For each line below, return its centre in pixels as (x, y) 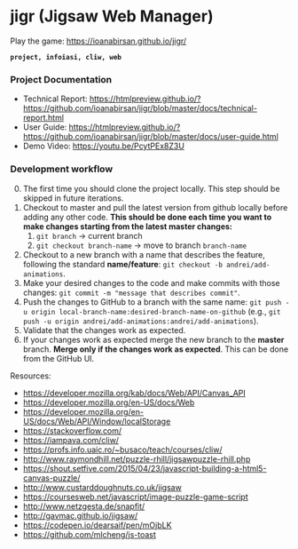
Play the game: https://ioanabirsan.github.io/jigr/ (98, 41)
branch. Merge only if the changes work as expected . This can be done (156, 349)
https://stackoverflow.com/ (72, 430)
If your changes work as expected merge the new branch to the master (153, 339)
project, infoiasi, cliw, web (66, 57)
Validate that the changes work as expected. (104, 330)
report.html (43, 118)
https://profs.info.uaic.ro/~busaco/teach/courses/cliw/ (122, 450)
